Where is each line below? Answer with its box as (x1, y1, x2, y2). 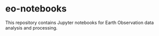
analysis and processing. (5, 24, 58, 30)
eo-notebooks (5, 3, 67, 14)
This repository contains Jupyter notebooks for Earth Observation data (5, 19, 154, 25)
